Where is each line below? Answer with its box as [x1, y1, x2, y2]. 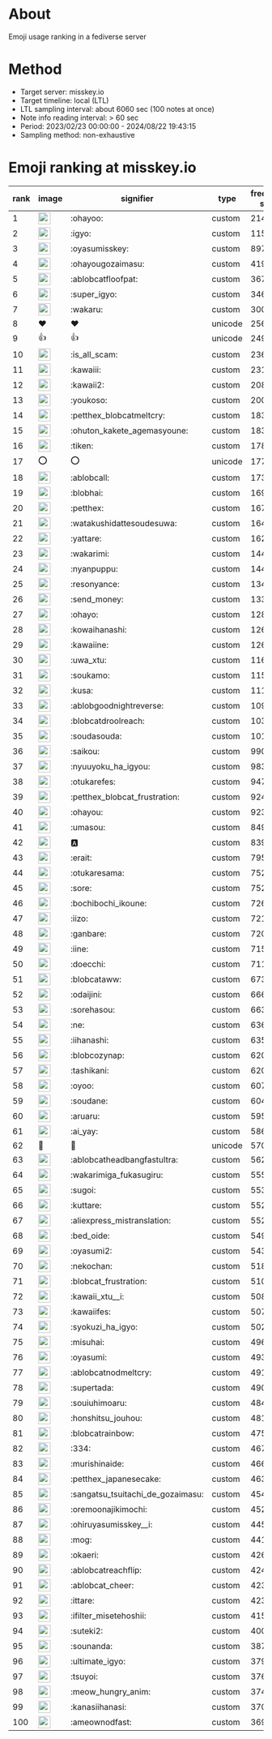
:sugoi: [70, 1184, 96, 1196]
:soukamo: [70, 670, 111, 681]
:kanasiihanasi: [70, 1701, 127, 1712]
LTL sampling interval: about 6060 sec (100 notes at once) [19, 104, 215, 114]
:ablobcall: [70, 472, 110, 483]
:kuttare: [70, 1199, 103, 1210]
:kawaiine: [70, 639, 109, 650]
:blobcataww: [70, 974, 122, 985]
